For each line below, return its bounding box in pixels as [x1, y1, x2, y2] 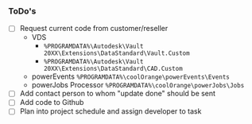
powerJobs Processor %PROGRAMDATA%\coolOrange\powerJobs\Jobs [31, 80, 245, 90]
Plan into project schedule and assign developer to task [19, 107, 202, 116]
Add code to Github [19, 98, 84, 107]
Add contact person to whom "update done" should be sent [19, 89, 216, 99]
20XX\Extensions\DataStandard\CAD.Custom [43, 65, 183, 73]
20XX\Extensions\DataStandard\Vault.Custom [43, 49, 190, 57]
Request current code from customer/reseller [19, 24, 169, 33]
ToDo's [8, 6, 37, 17]
